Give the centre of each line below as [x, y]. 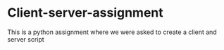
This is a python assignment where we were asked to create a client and [112, 32]
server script [26, 39]
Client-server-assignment [85, 13]
